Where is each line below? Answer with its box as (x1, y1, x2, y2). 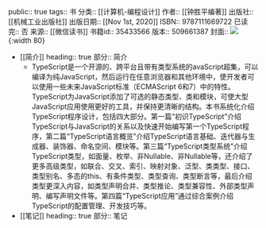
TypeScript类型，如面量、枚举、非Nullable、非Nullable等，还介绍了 (31, 152, 253, 160)
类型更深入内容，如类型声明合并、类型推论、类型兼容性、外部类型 (31, 181, 248, 191)
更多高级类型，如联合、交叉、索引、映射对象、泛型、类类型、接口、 (31, 161, 255, 171)
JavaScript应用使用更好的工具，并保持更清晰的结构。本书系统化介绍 (31, 102, 255, 111)
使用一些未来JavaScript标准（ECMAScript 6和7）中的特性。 (38, 82, 236, 91)
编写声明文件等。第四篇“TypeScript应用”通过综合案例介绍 (45, 191, 234, 200)
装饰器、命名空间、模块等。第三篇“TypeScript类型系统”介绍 (52, 141, 248, 151)
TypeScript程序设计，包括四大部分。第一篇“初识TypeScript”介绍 (31, 112, 242, 121)
